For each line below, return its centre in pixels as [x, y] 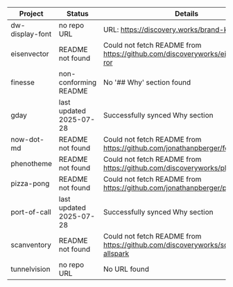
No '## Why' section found [147, 82]
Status [78, 13]
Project [31, 13]
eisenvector [30, 54]
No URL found [126, 269]
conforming [78, 82]
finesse [23, 82]
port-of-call [31, 212]
